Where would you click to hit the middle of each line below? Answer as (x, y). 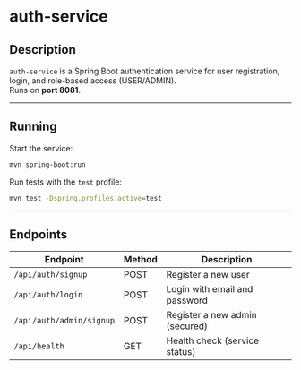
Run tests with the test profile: (66, 182)
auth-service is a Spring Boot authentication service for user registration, (145, 71)
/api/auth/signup (51, 275)
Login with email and (210, 289)
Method (141, 260)
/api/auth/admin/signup (64, 321)
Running (34, 127)
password (187, 300)
